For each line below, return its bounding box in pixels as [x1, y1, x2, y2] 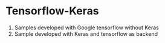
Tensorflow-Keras [5, 4, 99, 18]
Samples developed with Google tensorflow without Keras [14, 24, 160, 31]
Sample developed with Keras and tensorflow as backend [14, 30, 158, 37]
